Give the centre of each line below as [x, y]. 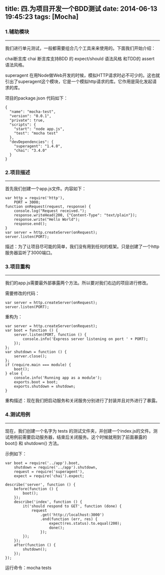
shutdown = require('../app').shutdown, [56, 467]
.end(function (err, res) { [69, 519]
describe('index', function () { [48, 502]
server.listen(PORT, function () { [50, 335]
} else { [14, 373]
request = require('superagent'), [49, 472]
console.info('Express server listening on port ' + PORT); [85, 339]
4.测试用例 [18, 414]
